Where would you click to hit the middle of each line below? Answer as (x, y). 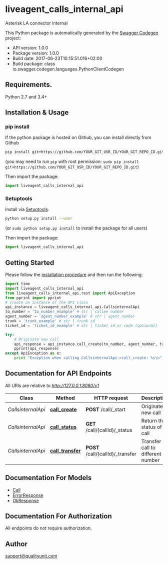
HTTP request (111, 397)
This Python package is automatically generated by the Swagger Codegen (82, 32)
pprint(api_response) (36, 348)
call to (148, 447)
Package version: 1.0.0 (35, 53)
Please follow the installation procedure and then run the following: (74, 275)
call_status (63, 427)
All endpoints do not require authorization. (48, 528)
